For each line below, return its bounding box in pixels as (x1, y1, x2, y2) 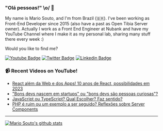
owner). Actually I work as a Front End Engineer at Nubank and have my (5, 26, 149, 32)
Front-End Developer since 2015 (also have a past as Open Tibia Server (5, 21, 148, 27)
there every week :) (5, 36, 44, 42)
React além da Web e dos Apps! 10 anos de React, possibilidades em (12, 80, 150, 86)
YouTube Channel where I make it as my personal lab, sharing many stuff (5, 31, 151, 37)
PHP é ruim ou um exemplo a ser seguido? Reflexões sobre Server (12, 101, 145, 107)
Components (12, 106, 38, 112)
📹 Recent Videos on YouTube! (5, 67, 78, 74)
